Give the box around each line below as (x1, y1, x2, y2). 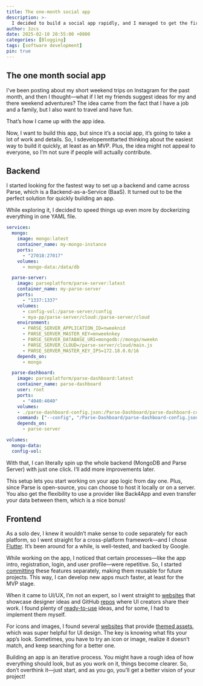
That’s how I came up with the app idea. (6, 117, 106, 124)
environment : (17, 319, 50, 326)
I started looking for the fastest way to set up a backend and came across (6, 182, 190, 189)
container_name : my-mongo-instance (17, 242, 107, 248)
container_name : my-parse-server (17, 286, 101, 292)
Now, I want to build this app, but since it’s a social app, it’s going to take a (6, 129, 191, 136)
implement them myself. (6, 611, 66, 618)
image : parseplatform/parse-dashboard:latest (17, 376, 134, 382)
